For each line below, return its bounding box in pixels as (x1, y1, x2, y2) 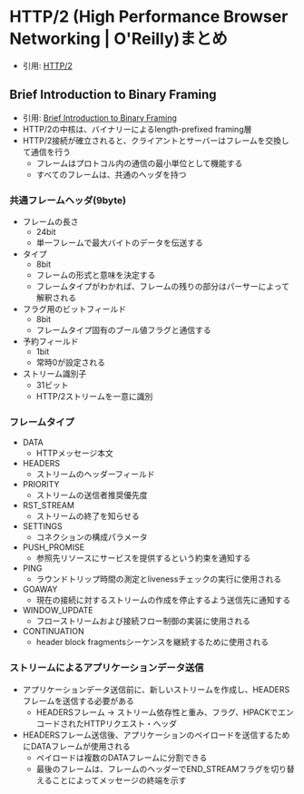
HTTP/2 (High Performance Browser (9, 6, 289, 27)
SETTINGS (22, 521, 64, 532)
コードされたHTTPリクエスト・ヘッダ (35, 718, 178, 729)
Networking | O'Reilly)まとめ (9, 29, 229, 49)
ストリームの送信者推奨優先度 (35, 490, 148, 501)
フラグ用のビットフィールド (22, 304, 127, 315)
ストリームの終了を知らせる (35, 511, 140, 522)
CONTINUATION (22, 626, 84, 637)
